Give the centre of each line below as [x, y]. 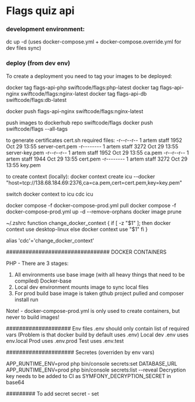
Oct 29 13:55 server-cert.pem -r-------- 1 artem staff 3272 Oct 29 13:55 [92, 146]
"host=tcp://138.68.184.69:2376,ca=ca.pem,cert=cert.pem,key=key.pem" [94, 182]
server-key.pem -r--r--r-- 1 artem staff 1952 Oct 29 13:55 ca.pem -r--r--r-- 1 [97, 152]
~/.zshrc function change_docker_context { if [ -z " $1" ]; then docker [88, 223]
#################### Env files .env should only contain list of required [98, 328]
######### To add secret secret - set [53, 393]
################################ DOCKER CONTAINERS [86, 252]
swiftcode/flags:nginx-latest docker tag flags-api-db [84, 93]
